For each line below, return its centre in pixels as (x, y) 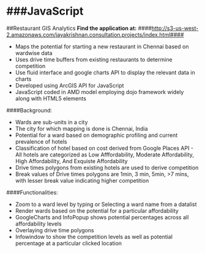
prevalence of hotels (41, 141)
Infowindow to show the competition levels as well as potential (94, 237)
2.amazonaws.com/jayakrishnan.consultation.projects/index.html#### (95, 34)
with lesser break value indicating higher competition (82, 180)
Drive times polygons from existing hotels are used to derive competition (107, 167)
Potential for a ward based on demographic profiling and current (96, 135)
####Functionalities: (32, 192)
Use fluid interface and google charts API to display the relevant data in (105, 72)
